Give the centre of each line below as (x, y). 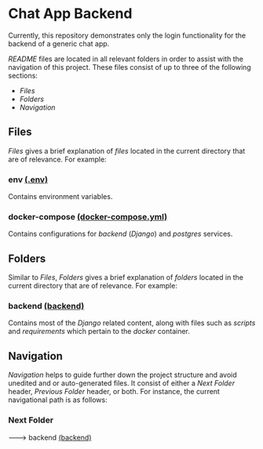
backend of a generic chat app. (59, 43)
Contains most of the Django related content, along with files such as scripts (132, 323)
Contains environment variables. (60, 197)
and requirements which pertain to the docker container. (99, 331)
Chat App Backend (70, 14)
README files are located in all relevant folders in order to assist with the (126, 59)
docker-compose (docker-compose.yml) (88, 216)
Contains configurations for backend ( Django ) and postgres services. (121, 234)
